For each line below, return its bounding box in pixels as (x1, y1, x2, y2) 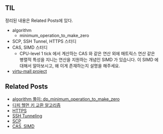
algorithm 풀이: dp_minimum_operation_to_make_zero (12, 96, 120, 102)
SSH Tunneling (12, 112, 43, 119)
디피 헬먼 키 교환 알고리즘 (12, 102, 61, 108)
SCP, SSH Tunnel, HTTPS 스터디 (12, 38, 77, 44)
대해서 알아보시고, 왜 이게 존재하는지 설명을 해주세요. (19, 63, 120, 68)
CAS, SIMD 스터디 (12, 44, 48, 50)
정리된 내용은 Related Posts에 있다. (5, 17, 73, 23)
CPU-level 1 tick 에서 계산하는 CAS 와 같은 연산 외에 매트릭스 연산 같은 (19, 50, 155, 56)
